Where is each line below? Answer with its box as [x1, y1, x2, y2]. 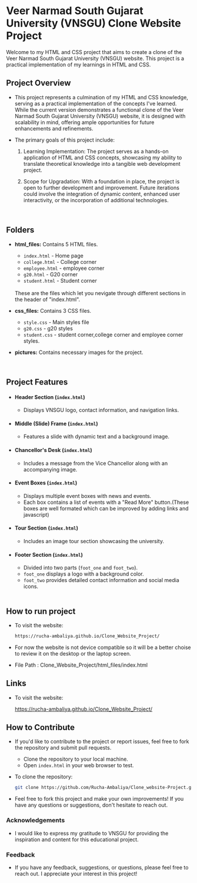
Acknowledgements [6, 816, 65, 824]
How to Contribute [6, 723, 75, 733]
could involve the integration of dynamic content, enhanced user [23, 190, 181, 198]
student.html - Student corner [23, 277, 97, 284]
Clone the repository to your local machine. [23, 755, 128, 762]
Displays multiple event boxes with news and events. [23, 492, 152, 499]
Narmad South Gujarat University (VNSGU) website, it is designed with [14, 112, 186, 119]
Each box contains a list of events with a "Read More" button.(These [23, 499, 189, 506]
